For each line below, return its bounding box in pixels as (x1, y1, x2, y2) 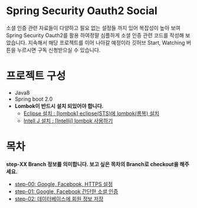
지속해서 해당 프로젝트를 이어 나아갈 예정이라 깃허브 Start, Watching (28, 39, 185, 46)
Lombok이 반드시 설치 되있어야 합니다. (14, 102, 104, 110)
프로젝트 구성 (6, 70, 66, 83)
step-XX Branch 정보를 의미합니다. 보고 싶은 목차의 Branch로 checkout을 (6, 160, 179, 167)
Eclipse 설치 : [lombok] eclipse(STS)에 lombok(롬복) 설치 (23, 110, 159, 117)
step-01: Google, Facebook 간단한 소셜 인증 (14, 187, 119, 195)
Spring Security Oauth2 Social (6, 4, 157, 18)
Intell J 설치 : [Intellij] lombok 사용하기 (23, 117, 113, 124)
